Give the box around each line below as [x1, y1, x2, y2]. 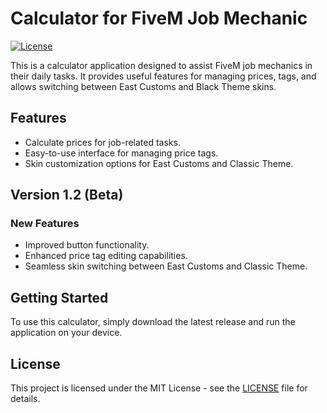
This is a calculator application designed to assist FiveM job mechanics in [10, 59, 313, 71]
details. [10, 393, 41, 405]
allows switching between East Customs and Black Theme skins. [10, 80, 277, 92]
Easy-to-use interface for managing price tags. [24, 147, 219, 159]
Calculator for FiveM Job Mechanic [10, 7, 308, 30]
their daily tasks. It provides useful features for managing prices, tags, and [10, 70, 317, 82]
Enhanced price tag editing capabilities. [24, 250, 188, 262]
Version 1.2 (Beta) [10, 187, 124, 204]
